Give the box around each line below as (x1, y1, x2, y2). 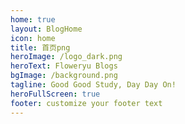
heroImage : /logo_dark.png (10, 52, 123, 62)
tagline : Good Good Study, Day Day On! (10, 80, 177, 90)
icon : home (10, 33, 56, 43)
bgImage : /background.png (10, 71, 118, 81)
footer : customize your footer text (10, 98, 163, 108)
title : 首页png (10, 42, 71, 53)
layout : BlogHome (10, 24, 83, 34)
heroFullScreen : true (10, 89, 101, 99)
